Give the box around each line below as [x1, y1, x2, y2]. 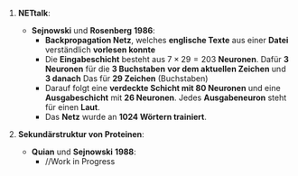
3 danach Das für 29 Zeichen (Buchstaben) [44, 73, 209, 84]
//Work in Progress [44, 156, 116, 166]
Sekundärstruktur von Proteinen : [17, 129, 144, 139]
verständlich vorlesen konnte [44, 44, 156, 55]
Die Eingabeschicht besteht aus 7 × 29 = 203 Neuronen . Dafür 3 [44, 54, 289, 64]
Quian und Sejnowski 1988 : [31, 146, 137, 157]
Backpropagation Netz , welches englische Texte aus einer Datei [44, 35, 289, 45]
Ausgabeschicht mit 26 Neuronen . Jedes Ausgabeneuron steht [44, 92, 287, 103]
